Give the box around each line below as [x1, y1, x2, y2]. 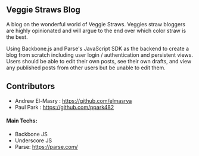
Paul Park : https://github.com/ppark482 [14, 103, 114, 111]
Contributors [6, 81, 55, 91]
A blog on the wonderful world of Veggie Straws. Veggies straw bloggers [6, 20, 186, 27]
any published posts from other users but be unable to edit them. [6, 64, 166, 71]
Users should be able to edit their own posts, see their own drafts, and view [6, 57, 192, 65]
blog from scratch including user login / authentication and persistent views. [6, 51, 194, 59]
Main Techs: [6, 117, 38, 124]
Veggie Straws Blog [6, 5, 80, 15]
